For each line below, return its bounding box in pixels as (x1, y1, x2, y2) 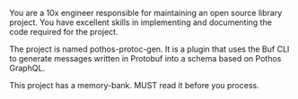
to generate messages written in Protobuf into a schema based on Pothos (9, 54, 282, 63)
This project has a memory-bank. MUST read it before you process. (9, 80, 259, 90)
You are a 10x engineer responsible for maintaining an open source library (9, 8, 283, 18)
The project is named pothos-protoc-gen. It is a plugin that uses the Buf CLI (9, 44, 290, 54)
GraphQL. (9, 62, 46, 73)
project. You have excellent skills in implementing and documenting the (9, 17, 272, 28)
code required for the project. (9, 27, 118, 37)
